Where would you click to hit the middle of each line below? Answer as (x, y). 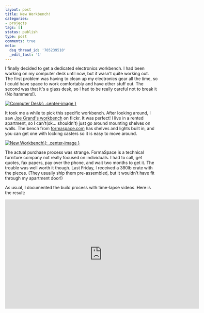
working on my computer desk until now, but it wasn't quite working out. (77, 74)
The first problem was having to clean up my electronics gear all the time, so (81, 79)
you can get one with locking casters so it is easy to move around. (71, 133)
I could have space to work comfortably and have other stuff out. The (74, 84)
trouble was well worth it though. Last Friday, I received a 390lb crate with (79, 168)
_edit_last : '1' (26, 55)
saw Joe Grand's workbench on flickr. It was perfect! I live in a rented (74, 118)
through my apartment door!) (34, 178)
